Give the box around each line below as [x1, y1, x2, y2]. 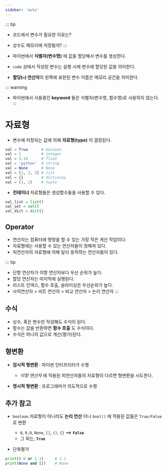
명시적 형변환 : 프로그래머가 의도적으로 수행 [12, 383, 97, 389]
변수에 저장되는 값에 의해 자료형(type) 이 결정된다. [12, 137, 112, 143]
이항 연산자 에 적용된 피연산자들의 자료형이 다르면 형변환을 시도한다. [20, 372, 153, 378]
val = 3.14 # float [5, 156, 57, 161]
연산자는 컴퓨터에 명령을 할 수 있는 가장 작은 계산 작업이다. [12, 237, 127, 243]
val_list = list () [5, 199, 44, 204]
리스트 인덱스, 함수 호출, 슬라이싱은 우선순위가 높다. [12, 282, 113, 288]
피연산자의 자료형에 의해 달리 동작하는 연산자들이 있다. [12, 249, 119, 255]
